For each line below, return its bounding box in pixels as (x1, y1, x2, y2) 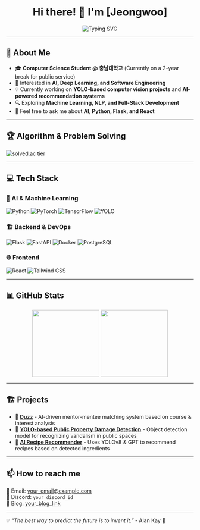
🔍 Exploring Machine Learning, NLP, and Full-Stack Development (14, 99, 180, 106)
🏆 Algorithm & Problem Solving (6, 131, 126, 142)
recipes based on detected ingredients (14, 445, 110, 452)
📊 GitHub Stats (6, 291, 64, 301)
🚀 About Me (6, 48, 51, 58)
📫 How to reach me (6, 468, 81, 478)
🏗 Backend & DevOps (6, 223, 71, 231)
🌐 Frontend (6, 253, 40, 262)
